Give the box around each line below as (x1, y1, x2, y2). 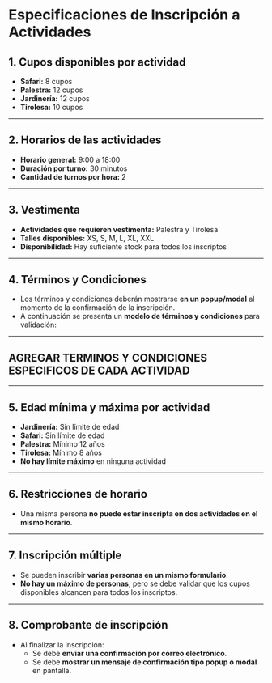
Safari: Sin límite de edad (19, 431, 105, 440)
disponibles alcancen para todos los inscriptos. (19, 587, 178, 596)
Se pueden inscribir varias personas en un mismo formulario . (19, 570, 228, 579)
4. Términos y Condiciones (8, 273, 147, 286)
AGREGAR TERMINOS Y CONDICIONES (8, 350, 208, 365)
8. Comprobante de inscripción (8, 618, 168, 632)
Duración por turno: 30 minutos (19, 163, 128, 173)
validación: (19, 320, 57, 329)
